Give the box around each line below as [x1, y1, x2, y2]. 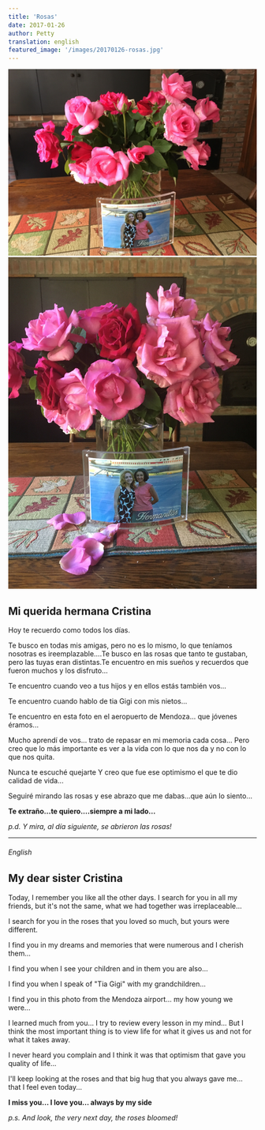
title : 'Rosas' [8, 13, 58, 21]
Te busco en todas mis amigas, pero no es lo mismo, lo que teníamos [8, 640, 233, 650]
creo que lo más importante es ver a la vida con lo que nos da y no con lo [8, 743, 247, 753]
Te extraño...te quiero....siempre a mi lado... [8, 806, 156, 816]
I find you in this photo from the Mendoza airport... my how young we [8, 994, 233, 1004]
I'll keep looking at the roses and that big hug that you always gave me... [8, 1074, 243, 1083]
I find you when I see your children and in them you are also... [8, 963, 209, 973]
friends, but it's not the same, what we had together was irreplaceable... [8, 901, 242, 910]
